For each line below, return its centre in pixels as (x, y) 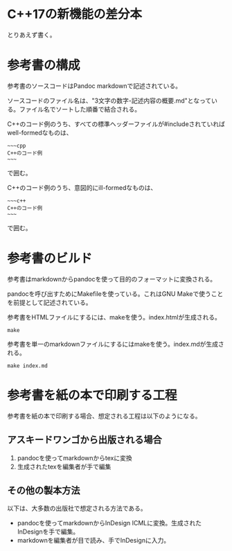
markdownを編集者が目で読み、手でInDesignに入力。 (93, 541)
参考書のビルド (50, 259)
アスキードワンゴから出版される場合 (84, 440)
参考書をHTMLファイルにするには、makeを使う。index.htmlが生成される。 (114, 317)
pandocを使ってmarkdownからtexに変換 (75, 457)
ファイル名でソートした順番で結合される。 (80, 109)
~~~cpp (17, 146)
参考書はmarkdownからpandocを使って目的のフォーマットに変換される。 (112, 279)
